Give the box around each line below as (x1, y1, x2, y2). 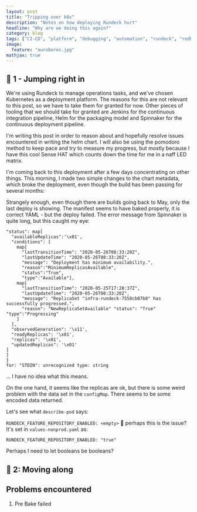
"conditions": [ (11, 239, 51, 245)
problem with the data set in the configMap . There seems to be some (6, 390, 171, 397)
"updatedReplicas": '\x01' (11, 342, 77, 348)
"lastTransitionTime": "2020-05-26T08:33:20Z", (21, 249, 141, 256)
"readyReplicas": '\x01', (11, 332, 75, 338)
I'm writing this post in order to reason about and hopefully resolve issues (6, 132, 184, 139)
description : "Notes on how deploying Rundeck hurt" (6, 19, 138, 25)
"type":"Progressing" (6, 311, 59, 317)
